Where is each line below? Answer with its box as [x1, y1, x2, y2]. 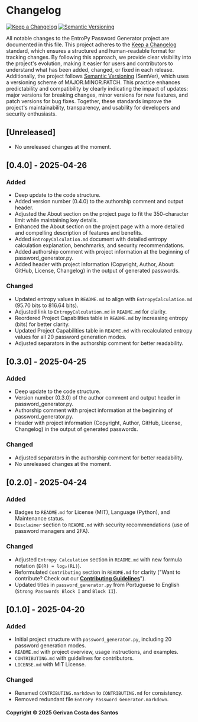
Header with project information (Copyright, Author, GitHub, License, [14, 419, 182, 427]
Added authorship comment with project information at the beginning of [14, 248, 190, 255]
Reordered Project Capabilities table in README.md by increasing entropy [14, 314, 188, 321]
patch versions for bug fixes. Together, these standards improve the [6, 97, 171, 104]
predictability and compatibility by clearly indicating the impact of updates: [6, 85, 189, 92]
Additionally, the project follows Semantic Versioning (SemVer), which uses [6, 72, 189, 79]
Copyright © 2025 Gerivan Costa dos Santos [6, 709, 118, 716]
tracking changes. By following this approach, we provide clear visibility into [6, 53, 191, 60]
